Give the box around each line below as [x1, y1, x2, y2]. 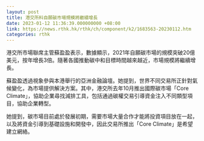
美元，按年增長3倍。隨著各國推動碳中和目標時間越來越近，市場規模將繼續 [6, 57, 191, 64]
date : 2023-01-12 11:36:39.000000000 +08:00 [6, 20, 121, 26]
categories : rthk [6, 32, 50, 38]
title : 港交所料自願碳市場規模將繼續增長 [6, 15, 98, 21]
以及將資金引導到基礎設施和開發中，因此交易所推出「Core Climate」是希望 [6, 120, 193, 128]
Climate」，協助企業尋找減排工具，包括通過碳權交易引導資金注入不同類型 [6, 92, 188, 100]
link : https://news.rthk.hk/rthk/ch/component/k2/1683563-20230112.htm [6, 26, 191, 32]
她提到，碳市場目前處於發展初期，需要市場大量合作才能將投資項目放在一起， [6, 113, 198, 120]
